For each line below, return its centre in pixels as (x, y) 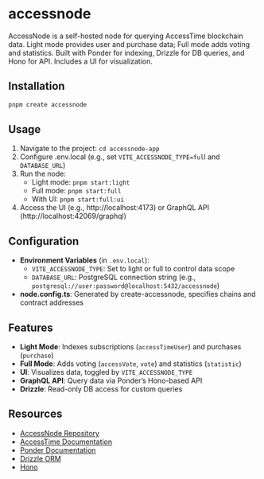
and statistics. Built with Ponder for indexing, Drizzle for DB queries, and (126, 53)
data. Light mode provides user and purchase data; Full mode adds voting (129, 44)
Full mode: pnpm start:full (76, 191)
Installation (37, 86)
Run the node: (43, 174)
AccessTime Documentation (66, 442)
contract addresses (52, 302)
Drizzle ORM (41, 458)
